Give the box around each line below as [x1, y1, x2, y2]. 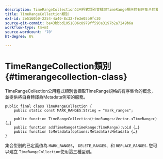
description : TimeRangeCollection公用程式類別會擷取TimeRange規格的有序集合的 [5, 7, 156, 12]
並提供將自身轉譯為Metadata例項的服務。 [5, 94, 88, 100]
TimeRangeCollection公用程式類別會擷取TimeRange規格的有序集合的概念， [5, 88, 156, 94]
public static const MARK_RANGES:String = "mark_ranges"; [14, 108, 133, 113]
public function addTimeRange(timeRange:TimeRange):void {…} [14, 125, 140, 130]
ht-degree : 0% [5, 34, 34, 39]
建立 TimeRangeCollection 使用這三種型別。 [9, 148, 95, 154]
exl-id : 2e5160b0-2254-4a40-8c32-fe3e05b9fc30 [5, 16, 101, 21]
